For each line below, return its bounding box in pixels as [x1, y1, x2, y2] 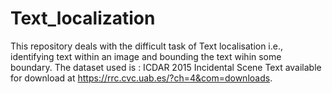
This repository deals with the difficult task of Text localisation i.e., [10, 40, 284, 52]
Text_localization [10, 7, 156, 30]
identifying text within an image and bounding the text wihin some [10, 50, 282, 62]
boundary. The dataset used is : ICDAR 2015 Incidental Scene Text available [10, 61, 322, 73]
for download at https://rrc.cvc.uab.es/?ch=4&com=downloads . [10, 72, 273, 84]
